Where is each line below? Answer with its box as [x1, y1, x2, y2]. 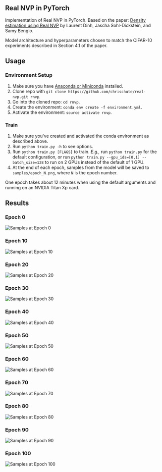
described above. [12, 138, 49, 144]
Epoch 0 [5, 214, 26, 221]
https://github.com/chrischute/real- [68, 89, 146, 94]
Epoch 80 [5, 403, 29, 410]
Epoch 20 [5, 261, 29, 268]
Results [5, 199, 29, 208]
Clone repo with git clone [12, 88, 66, 94]
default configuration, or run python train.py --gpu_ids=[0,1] [12, 154, 140, 160]
